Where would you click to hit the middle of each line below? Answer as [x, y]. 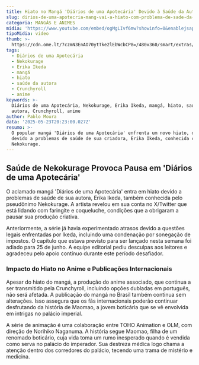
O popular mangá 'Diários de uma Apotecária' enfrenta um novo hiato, [100, 133]
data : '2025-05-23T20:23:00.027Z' [49, 122]
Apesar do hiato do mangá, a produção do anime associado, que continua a [99, 282]
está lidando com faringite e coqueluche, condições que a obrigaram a [92, 211]
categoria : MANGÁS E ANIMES [41, 23]
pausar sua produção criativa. [43, 217]
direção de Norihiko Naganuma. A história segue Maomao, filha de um [92, 331]
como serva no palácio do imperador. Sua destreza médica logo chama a [95, 344]
